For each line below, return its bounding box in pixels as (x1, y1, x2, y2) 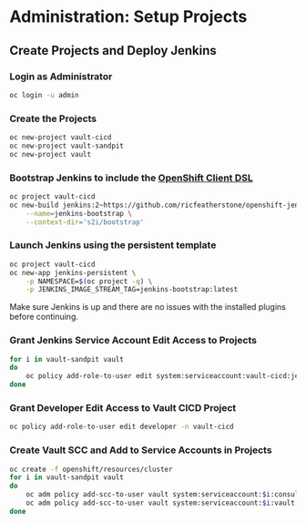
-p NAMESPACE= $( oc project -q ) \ (25, 276, 153, 286)
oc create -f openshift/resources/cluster (9, 465, 173, 474)
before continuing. (9, 312, 79, 323)
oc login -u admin (9, 90, 79, 99)
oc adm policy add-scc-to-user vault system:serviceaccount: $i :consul (25, 490, 300, 499)
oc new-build (9, 200, 59, 210)
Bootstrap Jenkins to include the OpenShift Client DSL (9, 171, 253, 184)
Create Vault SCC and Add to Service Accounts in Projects (9, 444, 272, 456)
